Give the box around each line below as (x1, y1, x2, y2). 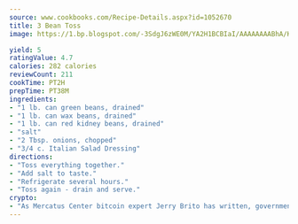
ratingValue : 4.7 (9, 54, 74, 63)
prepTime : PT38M (9, 86, 69, 96)
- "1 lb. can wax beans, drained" (9, 112, 137, 120)
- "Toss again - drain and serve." (9, 185, 141, 195)
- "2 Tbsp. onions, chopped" (9, 136, 117, 145)
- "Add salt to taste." (9, 169, 98, 178)
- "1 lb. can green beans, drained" (9, 103, 145, 112)
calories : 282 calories (9, 62, 98, 71)
